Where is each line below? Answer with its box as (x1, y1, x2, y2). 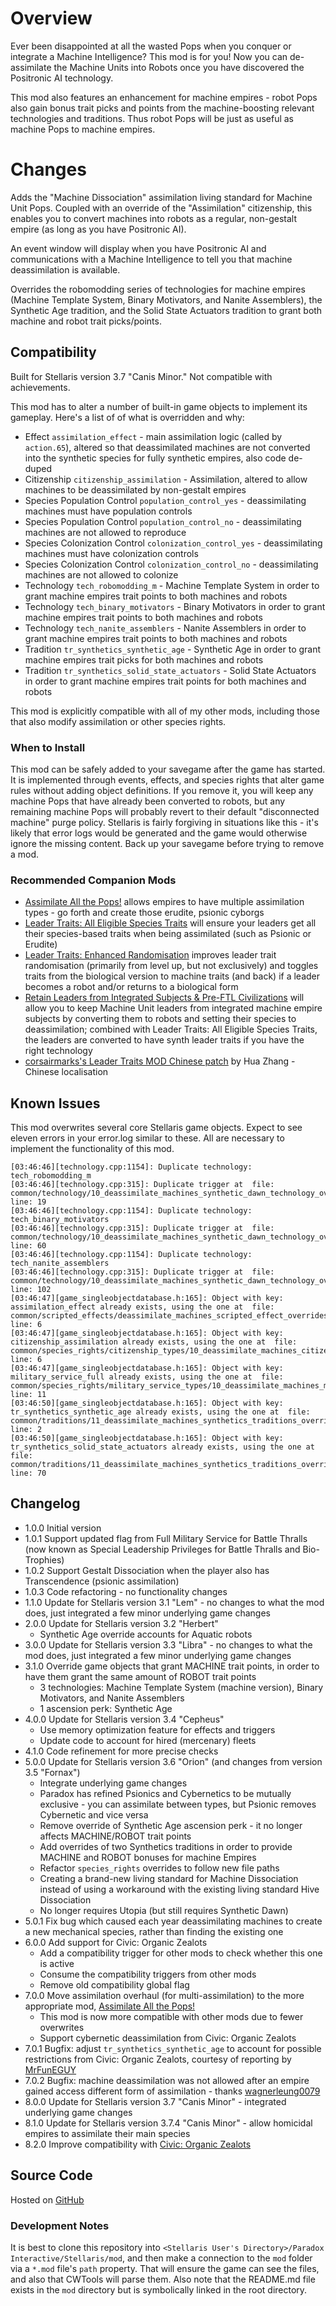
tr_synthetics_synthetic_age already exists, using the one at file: (10, 1407, 311, 1417)
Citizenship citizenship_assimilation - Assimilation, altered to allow (24, 473, 308, 485)
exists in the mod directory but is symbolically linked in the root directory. (10, 2284, 308, 2296)
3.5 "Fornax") (24, 1766, 81, 1778)
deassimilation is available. (10, 263, 121, 276)
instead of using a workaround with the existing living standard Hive (39, 1883, 320, 1895)
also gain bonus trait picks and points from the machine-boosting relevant (10, 102, 315, 114)
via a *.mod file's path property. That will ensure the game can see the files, (10, 2263, 320, 2275)
